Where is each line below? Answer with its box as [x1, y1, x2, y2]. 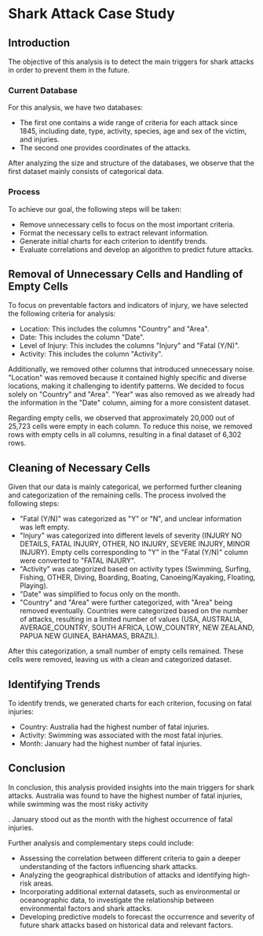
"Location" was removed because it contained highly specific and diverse [8, 373, 247, 383]
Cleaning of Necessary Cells [8, 461, 151, 475]
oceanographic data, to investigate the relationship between [19, 895, 214, 905]
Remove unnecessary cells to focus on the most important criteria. [19, 220, 236, 229]
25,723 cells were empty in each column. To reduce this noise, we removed [8, 422, 253, 431]
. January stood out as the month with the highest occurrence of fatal [8, 814, 233, 823]
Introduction [8, 36, 71, 50]
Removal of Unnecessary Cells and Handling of [8, 267, 243, 280]
